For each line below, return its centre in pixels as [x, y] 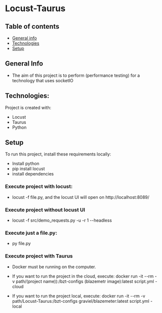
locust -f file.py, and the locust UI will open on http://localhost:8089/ [81, 197]
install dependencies [33, 174]
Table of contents [32, 26]
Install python [26, 164]
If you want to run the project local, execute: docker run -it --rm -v [79, 296]
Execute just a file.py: [31, 233]
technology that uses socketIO [43, 80]
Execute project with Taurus [39, 256]
